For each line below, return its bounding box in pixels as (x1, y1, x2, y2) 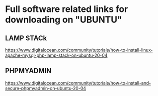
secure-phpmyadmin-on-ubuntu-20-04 (5, 85, 86, 91)
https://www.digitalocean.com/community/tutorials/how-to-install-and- (5, 80, 151, 86)
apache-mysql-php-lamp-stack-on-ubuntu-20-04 (5, 52, 108, 58)
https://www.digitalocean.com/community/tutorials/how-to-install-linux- (5, 47, 153, 53)
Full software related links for (5, 3, 128, 15)
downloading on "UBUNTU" (5, 14, 123, 25)
